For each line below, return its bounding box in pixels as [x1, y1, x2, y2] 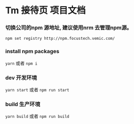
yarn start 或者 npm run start [5, 87, 70, 93]
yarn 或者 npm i [5, 60, 38, 66]
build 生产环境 [5, 101, 40, 108]
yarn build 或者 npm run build [5, 113, 70, 119]
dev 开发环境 [5, 74, 37, 81]
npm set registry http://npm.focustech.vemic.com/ [5, 36, 115, 41]
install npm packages [5, 48, 60, 55]
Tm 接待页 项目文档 [5, 5, 86, 16]
